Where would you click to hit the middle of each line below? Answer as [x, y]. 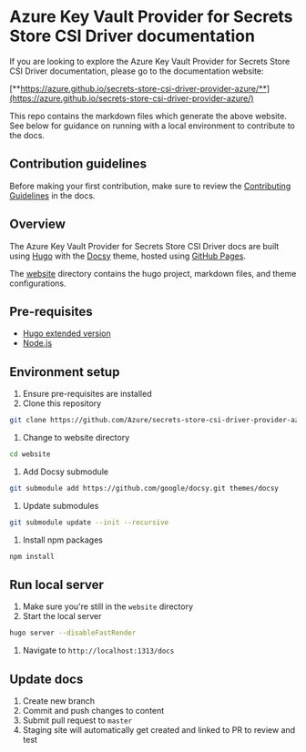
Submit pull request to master [77, 720]
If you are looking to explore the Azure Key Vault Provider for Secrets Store [150, 61]
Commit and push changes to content [93, 711]
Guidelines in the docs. [52, 195]
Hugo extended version [66, 333]
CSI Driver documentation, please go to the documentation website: [137, 71]
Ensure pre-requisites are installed [87, 394]
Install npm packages [62, 540]
